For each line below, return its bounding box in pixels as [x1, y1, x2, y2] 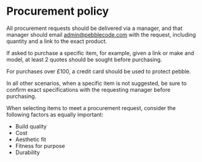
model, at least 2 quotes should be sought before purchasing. [6, 56, 163, 63]
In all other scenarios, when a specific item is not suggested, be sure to [6, 79, 187, 87]
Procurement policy [6, 4, 109, 18]
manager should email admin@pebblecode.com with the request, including [6, 31, 196, 38]
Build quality [15, 122, 47, 130]
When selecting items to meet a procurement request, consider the [6, 104, 176, 111]
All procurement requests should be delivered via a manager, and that [6, 24, 183, 32]
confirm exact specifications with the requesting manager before [6, 86, 171, 93]
